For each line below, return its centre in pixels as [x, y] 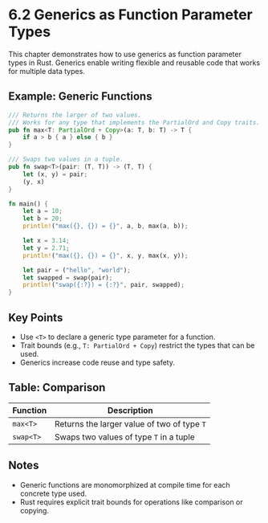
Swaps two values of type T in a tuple [125, 437]
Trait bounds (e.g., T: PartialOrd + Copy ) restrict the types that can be [137, 345]
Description [130, 410]
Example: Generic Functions [80, 97]
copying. [35, 510]
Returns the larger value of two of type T [130, 423]
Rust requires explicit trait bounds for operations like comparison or [131, 502]
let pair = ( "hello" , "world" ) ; [77, 270]
